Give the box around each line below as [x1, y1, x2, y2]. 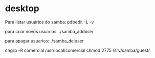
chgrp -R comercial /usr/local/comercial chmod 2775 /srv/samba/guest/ [5, 47, 150, 53]
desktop [5, 3, 40, 14]
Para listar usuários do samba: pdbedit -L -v [5, 19, 94, 25]
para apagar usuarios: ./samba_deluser [5, 38, 84, 44]
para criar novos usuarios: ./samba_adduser [5, 28, 94, 34]
